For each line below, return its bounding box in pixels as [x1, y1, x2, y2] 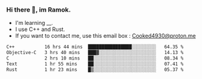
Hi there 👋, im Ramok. [6, 5, 71, 14]
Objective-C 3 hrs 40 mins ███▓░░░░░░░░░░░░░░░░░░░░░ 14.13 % [6, 50, 184, 56]
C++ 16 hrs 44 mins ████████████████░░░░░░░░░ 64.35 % [6, 44, 184, 50]
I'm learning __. [15, 19, 54, 27]
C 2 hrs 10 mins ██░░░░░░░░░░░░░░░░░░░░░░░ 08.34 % [6, 55, 184, 61]
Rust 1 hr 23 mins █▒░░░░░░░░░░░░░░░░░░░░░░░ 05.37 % [6, 66, 184, 72]
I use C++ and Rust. [15, 26, 65, 33]
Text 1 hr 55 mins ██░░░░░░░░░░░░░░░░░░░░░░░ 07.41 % [6, 61, 184, 67]
